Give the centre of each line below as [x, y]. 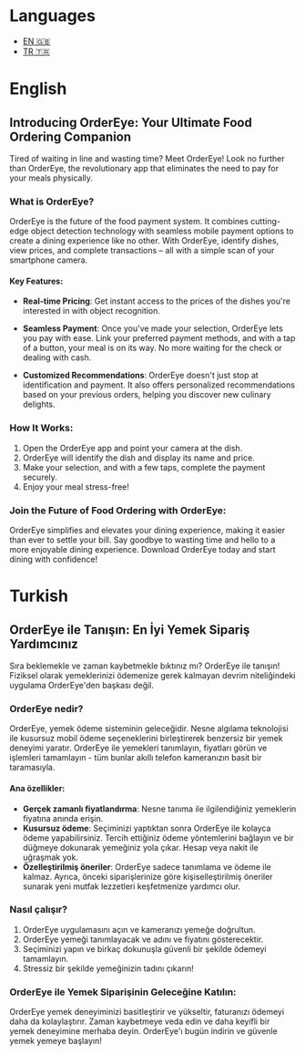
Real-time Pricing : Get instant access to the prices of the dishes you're [157, 301]
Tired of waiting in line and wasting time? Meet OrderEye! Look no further [147, 158]
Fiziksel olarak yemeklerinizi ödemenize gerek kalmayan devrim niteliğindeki [152, 676]
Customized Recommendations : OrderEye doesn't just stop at [141, 376]
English [38, 89]
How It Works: [41, 428]
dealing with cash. [57, 357]
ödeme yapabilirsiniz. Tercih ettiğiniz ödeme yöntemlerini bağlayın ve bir [158, 838]
